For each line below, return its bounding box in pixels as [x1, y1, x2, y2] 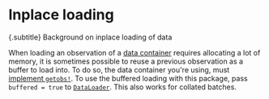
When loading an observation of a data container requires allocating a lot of [8, 47, 261, 57]
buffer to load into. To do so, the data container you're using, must [8, 64, 230, 74]
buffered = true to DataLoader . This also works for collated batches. [8, 82, 237, 92]
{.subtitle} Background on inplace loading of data [8, 32, 173, 42]
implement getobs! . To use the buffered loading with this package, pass [8, 73, 249, 83]
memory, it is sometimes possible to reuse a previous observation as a [8, 56, 244, 66]
